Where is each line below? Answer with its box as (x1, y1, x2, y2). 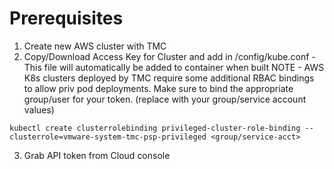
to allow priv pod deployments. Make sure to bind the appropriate (23, 82, 294, 94)
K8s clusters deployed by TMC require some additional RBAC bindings (23, 72, 315, 84)
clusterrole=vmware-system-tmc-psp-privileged (9, 132, 207, 142)
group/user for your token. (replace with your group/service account (23, 93, 307, 105)
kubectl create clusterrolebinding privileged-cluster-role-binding (9, 123, 301, 133)
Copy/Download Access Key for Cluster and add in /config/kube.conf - (23, 50, 316, 62)
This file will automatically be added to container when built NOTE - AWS (23, 61, 325, 73)
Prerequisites (9, 7, 124, 30)
